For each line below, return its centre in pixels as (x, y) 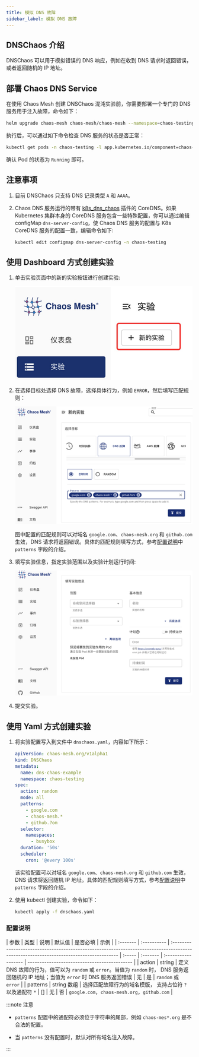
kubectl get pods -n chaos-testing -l (54, 147)
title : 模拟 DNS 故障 (31, 12)
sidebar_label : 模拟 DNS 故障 (41, 19)
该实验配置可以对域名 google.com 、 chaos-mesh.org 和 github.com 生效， (102, 872)
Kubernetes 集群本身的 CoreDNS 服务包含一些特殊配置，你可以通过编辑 (102, 215)
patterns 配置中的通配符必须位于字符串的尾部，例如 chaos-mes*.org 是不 (103, 1017)
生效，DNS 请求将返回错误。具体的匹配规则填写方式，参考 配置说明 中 (99, 542)
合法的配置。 (30, 1024)
